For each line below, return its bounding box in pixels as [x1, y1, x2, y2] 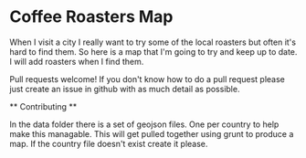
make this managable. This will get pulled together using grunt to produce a [9, 128, 294, 139]
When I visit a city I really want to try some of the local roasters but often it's [9, 37, 297, 47]
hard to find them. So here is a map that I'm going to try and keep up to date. [9, 46, 298, 57]
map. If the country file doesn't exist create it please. [9, 138, 208, 149]
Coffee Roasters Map [9, 6, 174, 27]
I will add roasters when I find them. [9, 56, 144, 67]
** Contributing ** [9, 100, 78, 111]
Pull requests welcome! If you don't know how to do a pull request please [9, 73, 286, 84]
